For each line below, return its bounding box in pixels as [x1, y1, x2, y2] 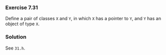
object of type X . [5, 21, 40, 27]
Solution [5, 33, 27, 40]
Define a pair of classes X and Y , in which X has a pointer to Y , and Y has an [5, 16, 161, 22]
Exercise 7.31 [5, 4, 38, 11]
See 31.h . [5, 45, 25, 51]
